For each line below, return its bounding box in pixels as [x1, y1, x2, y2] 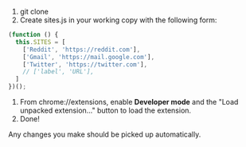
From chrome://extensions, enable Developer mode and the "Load [19, 97, 239, 106]
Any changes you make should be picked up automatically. [8, 129, 201, 139]
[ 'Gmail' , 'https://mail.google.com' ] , [22, 53, 155, 61]
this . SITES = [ [15, 38, 66, 46]
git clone [19, 7, 49, 16]
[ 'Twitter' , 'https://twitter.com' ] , [22, 60, 148, 69]
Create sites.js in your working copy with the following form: [19, 15, 217, 25]
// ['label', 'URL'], [22, 68, 94, 76]
